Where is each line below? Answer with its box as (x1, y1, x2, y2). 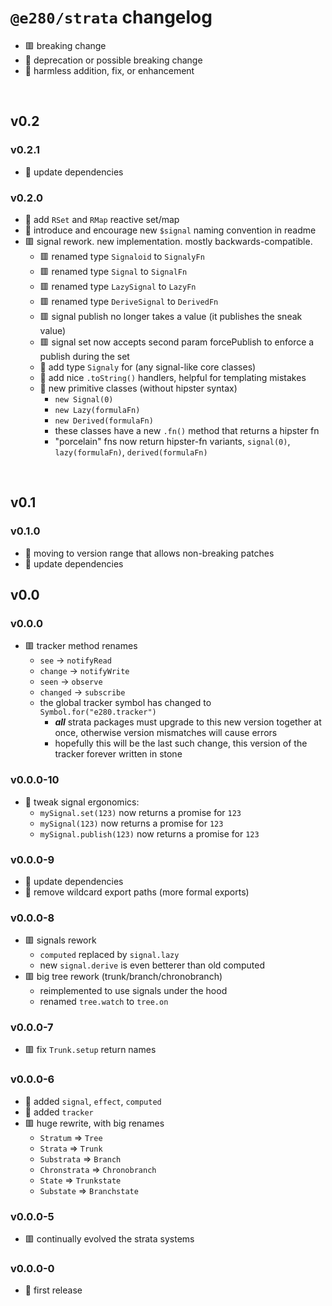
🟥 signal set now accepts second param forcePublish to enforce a (39, 336, 315, 348)
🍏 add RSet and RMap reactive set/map (24, 213, 180, 225)
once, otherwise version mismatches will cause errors (54, 727, 278, 739)
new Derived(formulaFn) (54, 416, 154, 426)
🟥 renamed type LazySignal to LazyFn (39, 280, 197, 292)
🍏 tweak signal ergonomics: (24, 796, 140, 808)
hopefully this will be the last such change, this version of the (54, 737, 308, 750)
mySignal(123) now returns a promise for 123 (39, 817, 224, 829)
